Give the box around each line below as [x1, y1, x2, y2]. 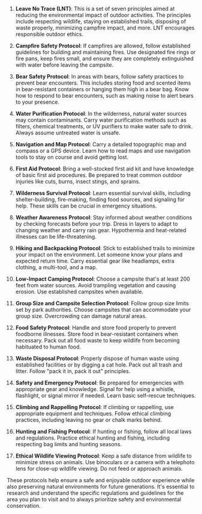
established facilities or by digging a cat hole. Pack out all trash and [15, 361, 182, 368]
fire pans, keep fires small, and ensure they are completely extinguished [15, 55, 194, 62]
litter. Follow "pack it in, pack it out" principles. [15, 368, 131, 374]
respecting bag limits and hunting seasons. [15, 441, 122, 447]
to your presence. [15, 98, 59, 106]
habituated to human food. [15, 343, 82, 350]
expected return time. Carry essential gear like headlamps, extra [15, 257, 174, 264]
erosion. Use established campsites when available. [15, 288, 144, 295]
